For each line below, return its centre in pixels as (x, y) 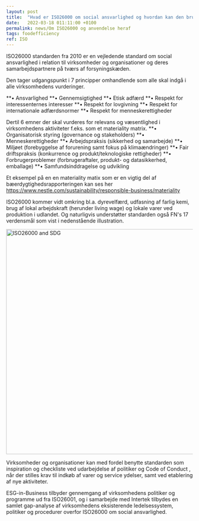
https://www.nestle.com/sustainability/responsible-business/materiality (93, 190)
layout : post (22, 12)
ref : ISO (17, 39)
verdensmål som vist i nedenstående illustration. (65, 221)
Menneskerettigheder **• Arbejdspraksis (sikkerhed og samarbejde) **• (94, 141)
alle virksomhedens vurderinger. (46, 86)
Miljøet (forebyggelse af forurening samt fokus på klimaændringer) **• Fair (97, 147)
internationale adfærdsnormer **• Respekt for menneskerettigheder (89, 111)
